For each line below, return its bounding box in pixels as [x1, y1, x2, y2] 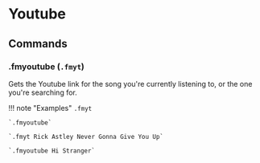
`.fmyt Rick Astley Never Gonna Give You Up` [8, 132, 163, 141]
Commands [8, 37, 68, 51]
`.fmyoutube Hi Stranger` [8, 146, 95, 155]
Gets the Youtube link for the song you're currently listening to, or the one [8, 79, 253, 88]
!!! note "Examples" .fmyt [8, 103, 93, 112]
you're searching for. [8, 88, 78, 97]
